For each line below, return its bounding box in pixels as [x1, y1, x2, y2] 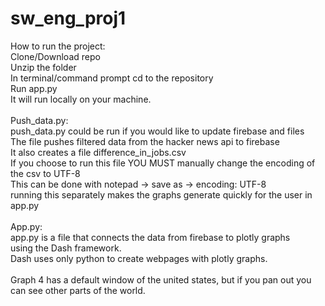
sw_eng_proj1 [10, 7, 127, 30]
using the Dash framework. [10, 242, 122, 254]
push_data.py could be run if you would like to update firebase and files [10, 125, 305, 137]
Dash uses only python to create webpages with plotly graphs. [10, 252, 268, 264]
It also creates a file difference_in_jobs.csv [10, 146, 187, 158]
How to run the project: [10, 40, 106, 52]
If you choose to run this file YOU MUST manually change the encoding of [10, 157, 316, 169]
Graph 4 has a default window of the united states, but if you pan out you [10, 273, 312, 286]
